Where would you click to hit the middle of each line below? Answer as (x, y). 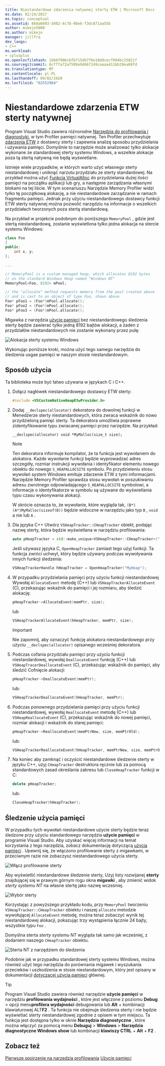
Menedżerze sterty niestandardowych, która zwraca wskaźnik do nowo (84, 415)
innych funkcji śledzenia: (37, 559)
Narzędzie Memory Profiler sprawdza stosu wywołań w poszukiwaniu (83, 480)
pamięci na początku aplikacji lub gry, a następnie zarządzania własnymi (79, 183)
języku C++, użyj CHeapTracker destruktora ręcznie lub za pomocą (79, 765)
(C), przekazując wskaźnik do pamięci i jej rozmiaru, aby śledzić (77, 588)
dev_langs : (16, 42)
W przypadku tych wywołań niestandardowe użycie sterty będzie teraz (77, 830)
